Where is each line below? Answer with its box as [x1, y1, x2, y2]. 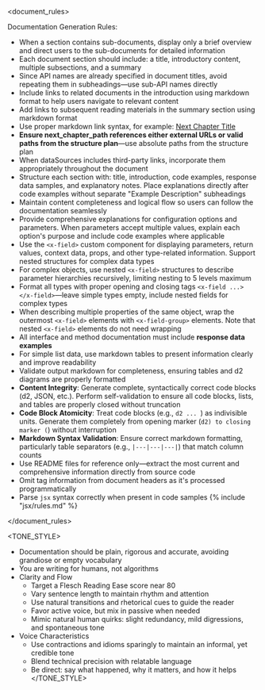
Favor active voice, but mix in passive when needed [30, 606, 201, 615]
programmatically [18, 484, 77, 493]
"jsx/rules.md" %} [18, 501, 79, 510]
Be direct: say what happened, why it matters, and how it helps [30, 665, 237, 674]
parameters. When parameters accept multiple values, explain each [18, 223, 240, 232]
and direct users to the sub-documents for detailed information [18, 46, 225, 55]
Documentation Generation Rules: [7, 22, 118, 31]
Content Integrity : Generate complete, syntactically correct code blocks [18, 383, 256, 392]
